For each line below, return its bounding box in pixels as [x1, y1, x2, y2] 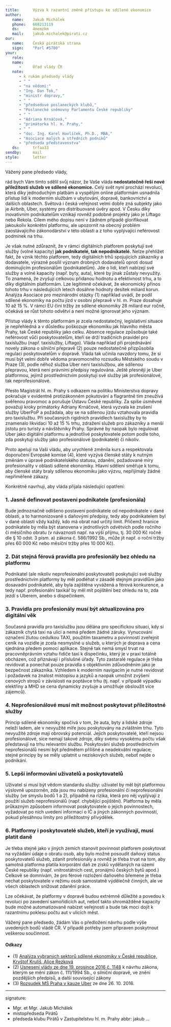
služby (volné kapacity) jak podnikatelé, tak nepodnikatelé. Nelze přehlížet [5, 248, 164, 254]
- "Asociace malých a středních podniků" [18, 136, 108, 141]
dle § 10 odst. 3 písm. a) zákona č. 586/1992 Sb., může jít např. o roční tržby [5, 535, 164, 541]
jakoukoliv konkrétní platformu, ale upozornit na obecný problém [5, 222, 140, 228]
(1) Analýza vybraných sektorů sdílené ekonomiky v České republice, [12, 953, 157, 959]
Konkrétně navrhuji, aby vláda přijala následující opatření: [5, 483, 125, 489]
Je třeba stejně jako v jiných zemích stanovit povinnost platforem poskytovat [5, 845, 166, 851]
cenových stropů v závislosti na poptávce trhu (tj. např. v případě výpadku [5, 678, 161, 684]
